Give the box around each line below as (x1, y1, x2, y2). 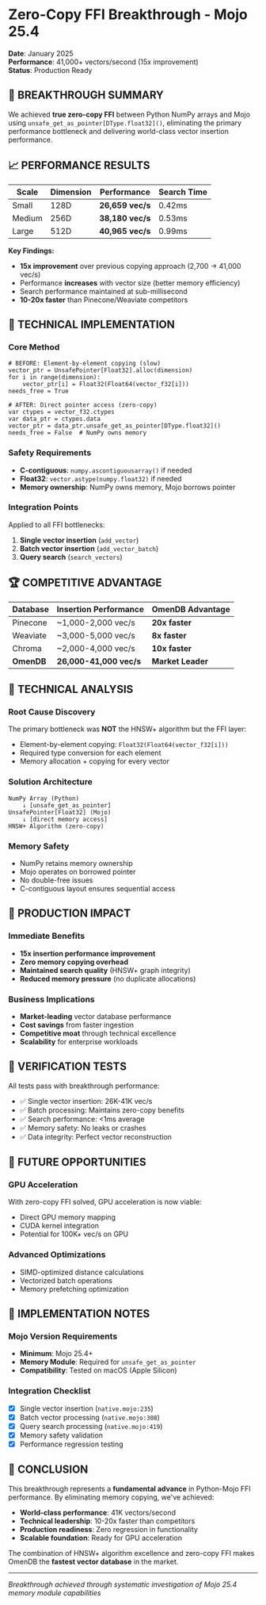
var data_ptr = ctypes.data (8, 415, 101, 423)
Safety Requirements (8, 447, 92, 458)
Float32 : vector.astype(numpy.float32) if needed (19, 473, 182, 483)
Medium (12, 213, 43, 224)
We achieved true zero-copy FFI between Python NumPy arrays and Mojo (8, 109, 251, 119)
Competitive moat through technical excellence (19, 1029, 177, 1038)
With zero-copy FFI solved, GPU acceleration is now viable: (8, 1197, 202, 1207)
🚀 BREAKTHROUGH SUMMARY (8, 89, 164, 102)
